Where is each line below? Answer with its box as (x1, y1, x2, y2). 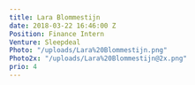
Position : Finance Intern (9, 29, 104, 38)
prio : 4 (9, 63, 38, 72)
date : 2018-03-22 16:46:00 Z (9, 21, 116, 30)
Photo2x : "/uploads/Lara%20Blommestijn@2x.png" (9, 54, 188, 63)
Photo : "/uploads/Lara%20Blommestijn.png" (9, 46, 168, 55)
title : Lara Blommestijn (9, 12, 101, 22)
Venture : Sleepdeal (9, 37, 81, 47)
